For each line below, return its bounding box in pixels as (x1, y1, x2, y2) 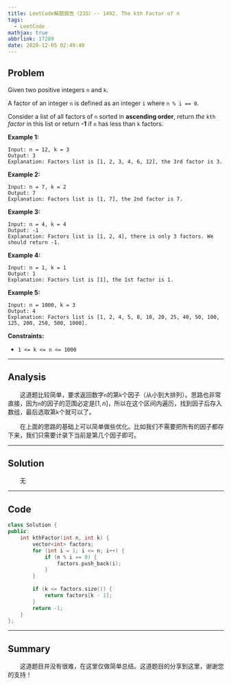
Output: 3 (8, 152, 36, 159)
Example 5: (8, 288, 40, 296)
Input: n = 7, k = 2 (8, 183, 67, 190)
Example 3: (8, 207, 40, 216)
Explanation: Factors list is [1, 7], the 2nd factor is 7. (8, 195, 184, 203)
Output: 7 (8, 190, 36, 196)
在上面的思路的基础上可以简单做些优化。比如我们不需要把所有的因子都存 (20, 422, 224, 430)
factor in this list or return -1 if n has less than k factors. (8, 120, 164, 128)
